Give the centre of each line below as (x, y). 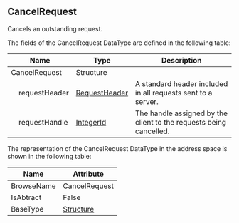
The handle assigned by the (181, 113)
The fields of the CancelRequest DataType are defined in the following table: (119, 43)
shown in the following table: (49, 156)
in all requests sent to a (174, 93)
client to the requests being (180, 122)
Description (181, 60)
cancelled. (152, 131)
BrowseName (33, 186)
